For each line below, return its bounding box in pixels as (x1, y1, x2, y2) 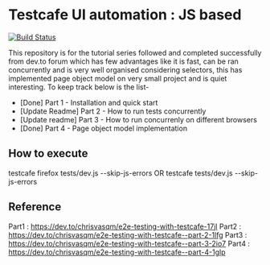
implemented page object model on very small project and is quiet (8, 73, 227, 83)
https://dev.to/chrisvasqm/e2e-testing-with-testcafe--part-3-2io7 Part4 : (8, 238, 251, 248)
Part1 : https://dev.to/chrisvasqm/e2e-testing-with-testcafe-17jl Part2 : (8, 222, 242, 231)
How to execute (8, 147, 88, 160)
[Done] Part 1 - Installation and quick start (19, 97, 158, 107)
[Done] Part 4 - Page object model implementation (19, 123, 187, 133)
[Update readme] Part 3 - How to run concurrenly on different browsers (19, 114, 257, 124)
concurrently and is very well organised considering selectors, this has (8, 64, 243, 74)
